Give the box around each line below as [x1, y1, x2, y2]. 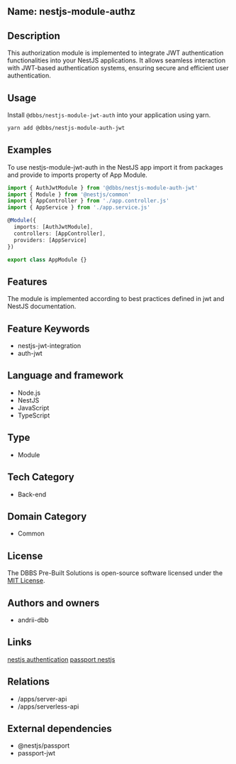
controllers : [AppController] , [13, 230, 106, 237]
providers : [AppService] [13, 236, 87, 244]
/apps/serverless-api [17, 702, 79, 711]
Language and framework [7, 369, 124, 382]
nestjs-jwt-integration [17, 342, 82, 350]
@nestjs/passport [17, 741, 70, 750]
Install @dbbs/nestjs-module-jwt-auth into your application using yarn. [7, 111, 211, 119]
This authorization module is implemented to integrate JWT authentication [7, 49, 224, 58]
